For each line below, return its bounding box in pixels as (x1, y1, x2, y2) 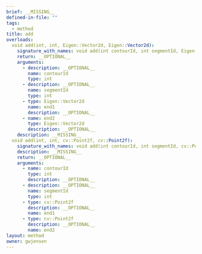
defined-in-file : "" (6, 14, 58, 20)
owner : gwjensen (6, 238, 47, 244)
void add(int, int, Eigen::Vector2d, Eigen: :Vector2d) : (11, 43, 155, 49)
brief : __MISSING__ (6, 8, 55, 15)
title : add (6, 31, 34, 37)
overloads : (6, 37, 34, 43)
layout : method (6, 232, 44, 238)
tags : (6, 20, 20, 26)
